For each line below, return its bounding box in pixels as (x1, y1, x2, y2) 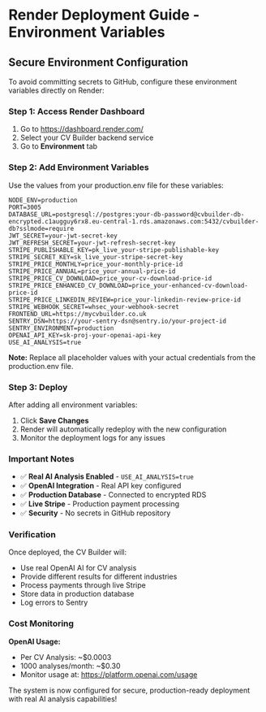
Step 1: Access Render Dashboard (8, 106, 145, 117)
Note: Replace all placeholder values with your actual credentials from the (8, 352, 256, 363)
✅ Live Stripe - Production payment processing (19, 499, 180, 509)
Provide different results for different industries (19, 571, 178, 582)
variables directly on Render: (8, 85, 105, 95)
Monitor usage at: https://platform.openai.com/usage (19, 669, 198, 679)
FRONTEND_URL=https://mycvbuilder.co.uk (8, 310, 148, 318)
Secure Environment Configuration (8, 55, 189, 69)
